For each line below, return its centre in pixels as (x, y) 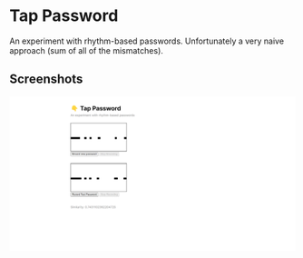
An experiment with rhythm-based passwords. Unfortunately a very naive (147, 41)
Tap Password (64, 16)
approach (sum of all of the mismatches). (86, 50)
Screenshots (46, 79)
